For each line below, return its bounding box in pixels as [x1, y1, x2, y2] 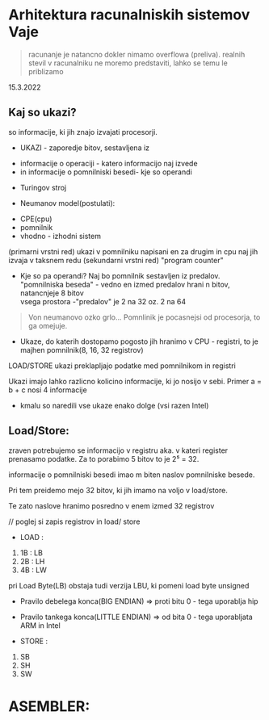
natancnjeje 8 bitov [19, 288, 85, 298]
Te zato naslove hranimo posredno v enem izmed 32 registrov [8, 500, 215, 510]
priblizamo [27, 66, 64, 76]
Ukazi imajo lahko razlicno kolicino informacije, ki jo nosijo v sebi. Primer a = [8, 376, 263, 386]
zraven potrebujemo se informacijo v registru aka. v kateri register [8, 446, 229, 455]
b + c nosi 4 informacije [8, 385, 87, 395]
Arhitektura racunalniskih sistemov [8, 6, 250, 24]
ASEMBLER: [8, 697, 90, 715]
